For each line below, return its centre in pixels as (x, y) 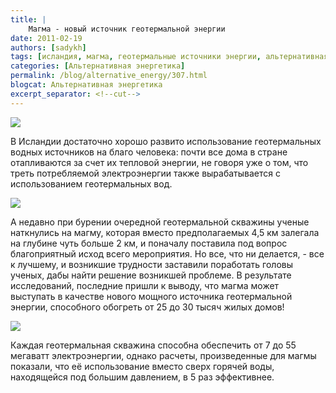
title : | (28, 19)
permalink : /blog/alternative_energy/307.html (109, 76)
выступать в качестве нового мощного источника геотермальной (151, 296)
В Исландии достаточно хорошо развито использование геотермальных (166, 141)
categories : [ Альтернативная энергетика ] (98, 66)
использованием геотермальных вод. (91, 183)
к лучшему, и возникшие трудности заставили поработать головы (152, 264)
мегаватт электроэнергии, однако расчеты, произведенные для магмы (163, 355)
